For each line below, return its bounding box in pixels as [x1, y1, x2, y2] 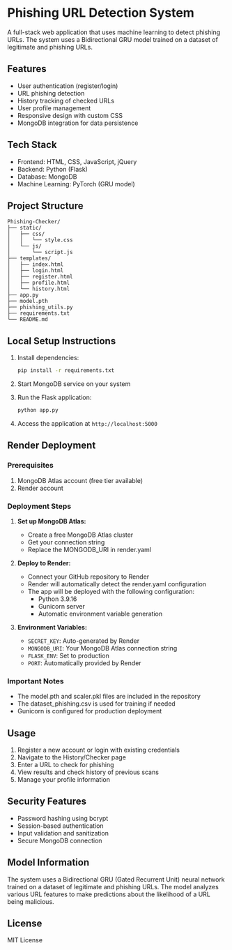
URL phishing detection [17, 89, 85, 97]
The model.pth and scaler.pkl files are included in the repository [17, 692, 201, 701]
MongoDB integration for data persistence [17, 119, 139, 127]
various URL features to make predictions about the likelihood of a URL [7, 890, 211, 898]
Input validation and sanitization [17, 829, 109, 837]
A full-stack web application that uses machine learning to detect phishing [7, 28, 221, 36]
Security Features [7, 796, 87, 808]
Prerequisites [7, 461, 54, 470]
